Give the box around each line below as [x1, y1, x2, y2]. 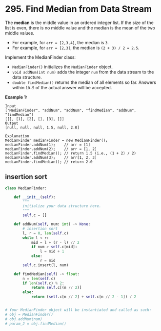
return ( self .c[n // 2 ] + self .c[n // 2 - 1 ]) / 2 [31, 294, 137, 300]
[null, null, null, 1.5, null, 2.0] [5, 125, 80, 130]
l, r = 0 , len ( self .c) [22, 230, 69, 236]
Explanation [5, 133, 29, 138]
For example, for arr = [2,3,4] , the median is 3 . [12, 39, 109, 45]
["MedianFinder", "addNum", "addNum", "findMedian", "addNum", [5, 108, 137, 113]
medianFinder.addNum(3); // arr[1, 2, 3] [5, 155, 97, 160]
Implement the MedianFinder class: [5, 54, 76, 60]
